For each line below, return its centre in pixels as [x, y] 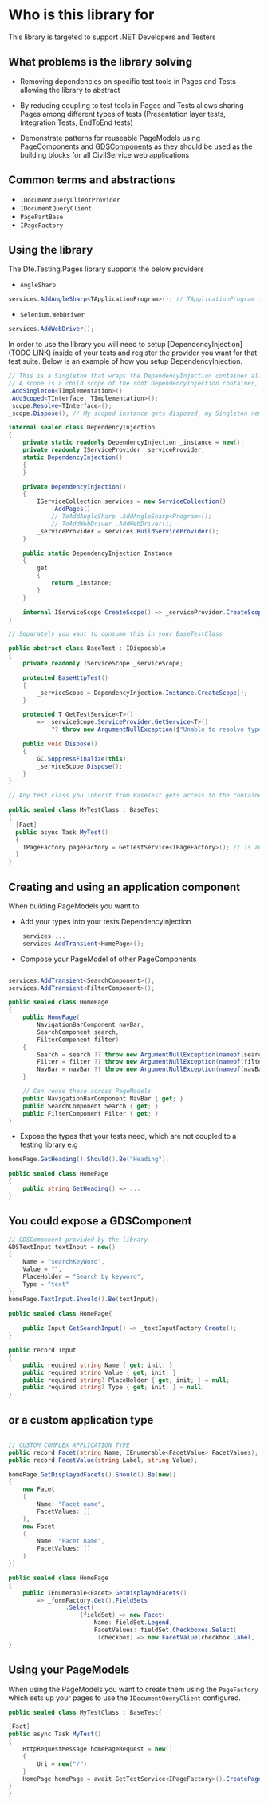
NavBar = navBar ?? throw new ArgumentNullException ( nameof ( [141, 1069]
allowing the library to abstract [70, 90]
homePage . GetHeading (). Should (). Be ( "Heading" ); [89, 1160]
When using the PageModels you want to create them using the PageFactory [133, 1689]
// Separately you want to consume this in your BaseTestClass [116, 634]
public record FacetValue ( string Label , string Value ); [103, 1460]
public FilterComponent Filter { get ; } [91, 1113]
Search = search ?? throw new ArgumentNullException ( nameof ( [141, 1054]
